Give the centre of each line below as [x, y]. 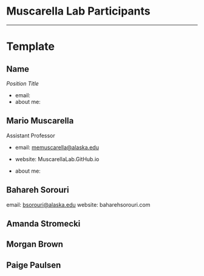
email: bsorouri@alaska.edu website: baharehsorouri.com [78, 204]
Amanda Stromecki [43, 223]
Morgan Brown [35, 244]
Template [30, 47]
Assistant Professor [31, 136]
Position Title [23, 83]
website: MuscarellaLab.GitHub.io [57, 159]
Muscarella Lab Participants [78, 11]
